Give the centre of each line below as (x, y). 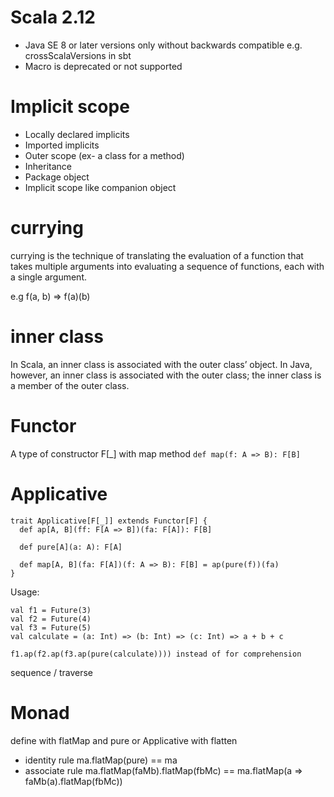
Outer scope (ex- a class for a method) (104, 155)
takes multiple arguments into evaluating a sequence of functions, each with (167, 266)
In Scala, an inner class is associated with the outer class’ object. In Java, (161, 364)
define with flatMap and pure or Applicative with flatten (124, 740)
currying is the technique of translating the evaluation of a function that (157, 255)
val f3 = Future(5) (51, 627)
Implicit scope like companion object (100, 187)
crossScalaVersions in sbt (78, 55)
